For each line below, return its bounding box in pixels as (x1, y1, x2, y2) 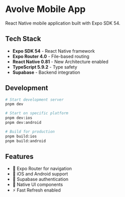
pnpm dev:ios (5, 115, 33, 121)
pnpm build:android (5, 138, 46, 143)
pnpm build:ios (5, 134, 37, 139)
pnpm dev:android (5, 120, 42, 125)
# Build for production (5, 129, 55, 134)
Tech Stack (5, 35, 41, 43)
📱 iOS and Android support (12, 171, 68, 177)
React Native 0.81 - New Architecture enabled (12, 59, 109, 65)
